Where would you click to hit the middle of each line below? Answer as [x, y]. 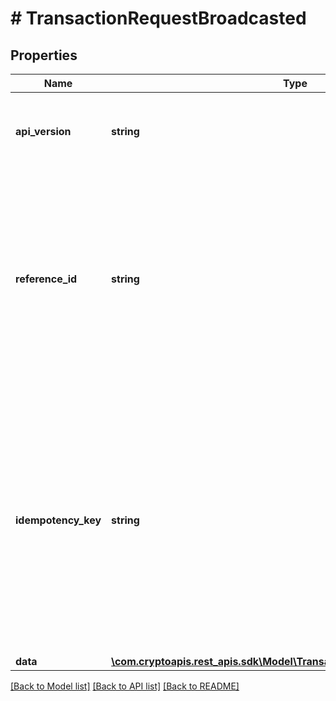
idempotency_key [58, 520]
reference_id [46, 279]
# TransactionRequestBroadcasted [158, 18]
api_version [43, 131]
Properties [44, 55]
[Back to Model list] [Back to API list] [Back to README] [125, 686]
